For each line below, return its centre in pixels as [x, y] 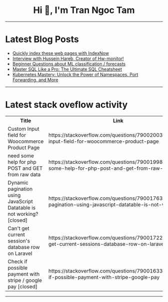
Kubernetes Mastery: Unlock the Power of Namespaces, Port [75, 74]
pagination [20, 189]
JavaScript [20, 201]
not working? [23, 214]
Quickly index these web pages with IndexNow [60, 53]
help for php [22, 162]
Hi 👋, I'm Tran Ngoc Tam [84, 10]
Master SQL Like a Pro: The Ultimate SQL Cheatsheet [67, 69]
